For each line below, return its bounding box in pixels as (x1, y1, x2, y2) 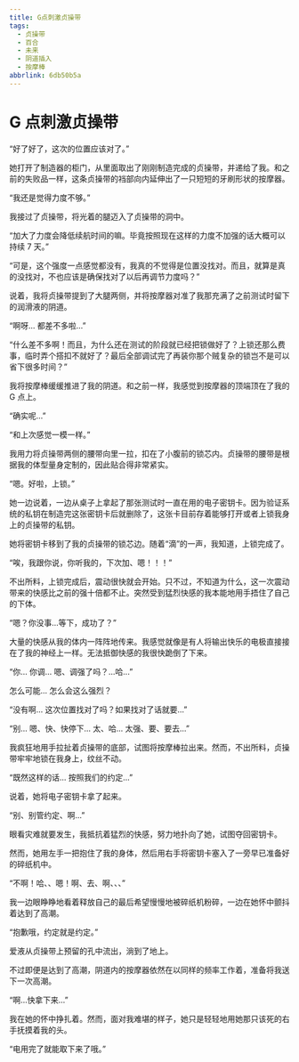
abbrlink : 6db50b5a (9, 71, 82, 80)
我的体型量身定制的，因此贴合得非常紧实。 (16, 459, 174, 470)
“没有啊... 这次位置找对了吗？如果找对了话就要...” (9, 704, 188, 715)
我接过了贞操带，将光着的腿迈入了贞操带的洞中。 (9, 211, 189, 222)
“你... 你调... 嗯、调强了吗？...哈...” (9, 666, 133, 677)
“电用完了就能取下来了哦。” (9, 1043, 107, 1054)
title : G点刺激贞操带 (9, 12, 82, 22)
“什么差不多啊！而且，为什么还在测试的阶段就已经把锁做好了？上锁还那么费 (9, 339, 287, 350)
